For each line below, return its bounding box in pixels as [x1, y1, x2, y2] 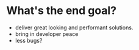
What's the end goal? [6, 4, 117, 18]
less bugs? [15, 37, 43, 44]
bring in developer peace [15, 30, 79, 37]
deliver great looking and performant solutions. [15, 24, 134, 31]
